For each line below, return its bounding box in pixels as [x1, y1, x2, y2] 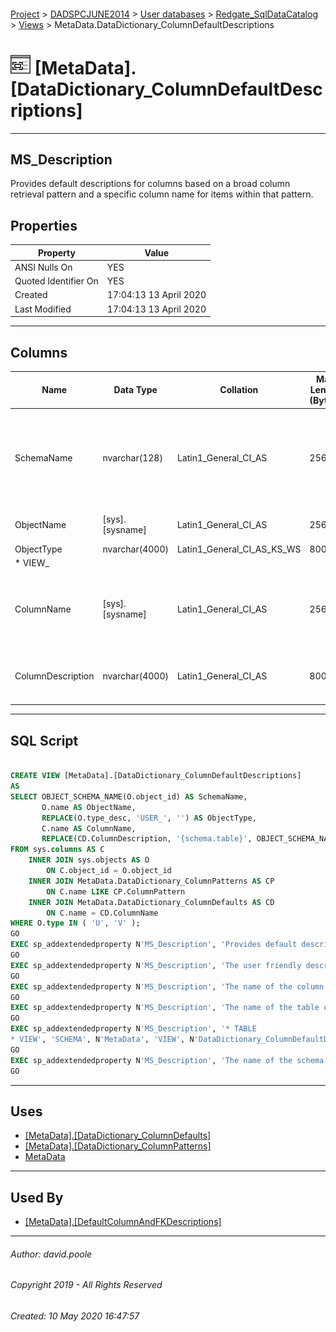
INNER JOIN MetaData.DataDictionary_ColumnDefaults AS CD [28, 897, 275, 907]
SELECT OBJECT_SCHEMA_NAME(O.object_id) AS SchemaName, [10, 791, 248, 802]
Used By [10, 1189, 64, 1206]
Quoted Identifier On [14, 275, 99, 287]
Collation [219, 384, 259, 396]
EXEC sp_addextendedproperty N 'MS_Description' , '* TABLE [10, 1024, 257, 1034]
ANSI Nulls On [14, 261, 73, 273]
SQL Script [10, 732, 79, 749]
